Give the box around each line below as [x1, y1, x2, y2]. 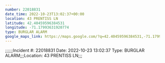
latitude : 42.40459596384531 [5, 20, 65, 26]
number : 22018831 [5, 7, 41, 12]
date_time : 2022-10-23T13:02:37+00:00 [5, 12, 84, 16]
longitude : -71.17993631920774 [5, 25, 69, 30]
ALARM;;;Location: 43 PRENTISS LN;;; [5, 52, 82, 58]
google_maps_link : [5, 34, 43, 39]
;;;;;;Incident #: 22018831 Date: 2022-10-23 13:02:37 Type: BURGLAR [5, 47, 145, 53]
